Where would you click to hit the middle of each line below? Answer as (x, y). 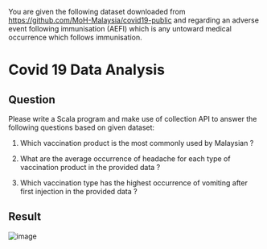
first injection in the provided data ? (79, 191)
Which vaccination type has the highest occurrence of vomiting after (133, 183)
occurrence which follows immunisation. (75, 37)
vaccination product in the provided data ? (90, 167)
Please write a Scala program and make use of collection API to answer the (133, 119)
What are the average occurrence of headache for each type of (125, 159)
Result (25, 217)
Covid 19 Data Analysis (86, 70)
